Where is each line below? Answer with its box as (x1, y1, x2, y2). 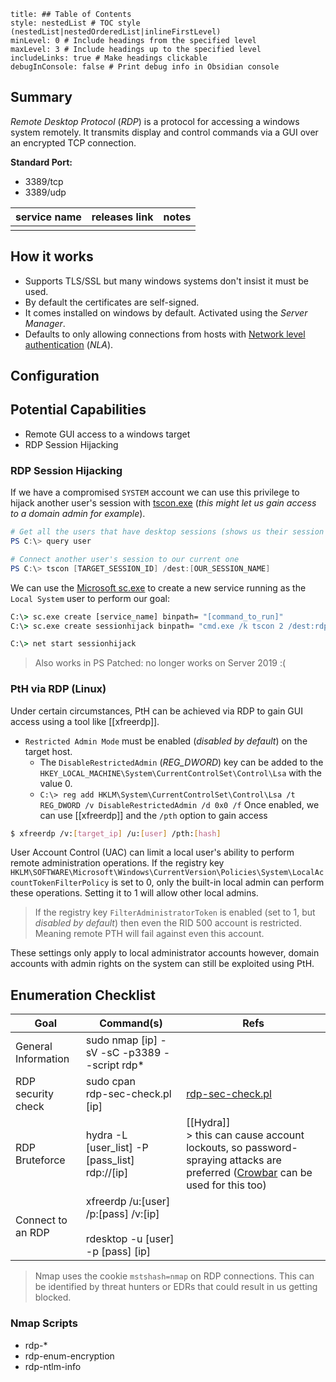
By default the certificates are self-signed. (24, 296, 200, 308)
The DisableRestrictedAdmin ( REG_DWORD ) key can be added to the (39, 756, 324, 768)
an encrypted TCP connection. (10, 136, 137, 149)
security (15, 1087, 54, 1101)
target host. (24, 745, 73, 757)
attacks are (229, 1153, 282, 1167)
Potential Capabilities (10, 401, 147, 419)
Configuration (10, 368, 100, 385)
